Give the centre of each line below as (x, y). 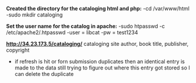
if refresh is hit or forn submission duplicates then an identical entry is (99, 62)
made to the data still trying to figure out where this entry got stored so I (102, 68)
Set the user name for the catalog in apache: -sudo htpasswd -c (86, 26)
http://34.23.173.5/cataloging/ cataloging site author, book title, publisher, (97, 44)
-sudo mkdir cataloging (35, 15)
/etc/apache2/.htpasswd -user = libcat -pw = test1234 (72, 32)
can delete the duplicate (44, 74)
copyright (18, 50)
